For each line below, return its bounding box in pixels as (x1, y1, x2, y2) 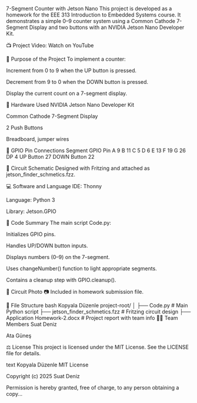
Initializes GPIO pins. (6, 231, 56, 238)
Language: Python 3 (6, 196, 55, 203)
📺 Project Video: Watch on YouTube (6, 42, 94, 49)
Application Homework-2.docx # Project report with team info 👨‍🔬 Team (6, 314, 178, 321)
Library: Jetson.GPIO (6, 208, 57, 215)
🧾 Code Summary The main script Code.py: (6, 219, 112, 226)
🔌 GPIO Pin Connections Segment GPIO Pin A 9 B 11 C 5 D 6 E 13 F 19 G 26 (6, 147, 186, 154)
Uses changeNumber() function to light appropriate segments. (6, 265, 157, 272)
